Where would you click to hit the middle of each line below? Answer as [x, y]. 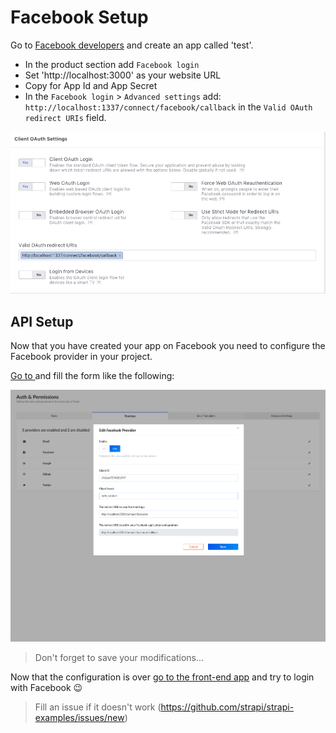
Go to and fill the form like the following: [92, 376]
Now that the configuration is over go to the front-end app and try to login [162, 677]
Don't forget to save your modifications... [119, 657]
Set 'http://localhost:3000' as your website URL [123, 75]
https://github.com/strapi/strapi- [227, 707]
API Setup [42, 321]
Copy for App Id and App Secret [91, 85]
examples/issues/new [79, 717]
